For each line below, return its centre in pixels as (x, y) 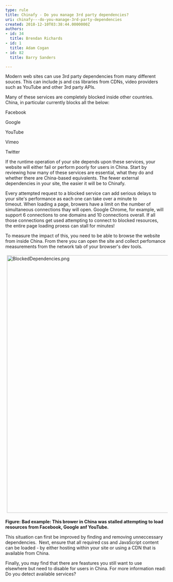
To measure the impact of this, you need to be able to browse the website (83, 236)
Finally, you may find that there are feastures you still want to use (74, 563)
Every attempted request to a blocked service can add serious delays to (81, 193)
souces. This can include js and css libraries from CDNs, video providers (82, 82)
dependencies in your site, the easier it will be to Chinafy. (66, 184)
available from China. (28, 553)
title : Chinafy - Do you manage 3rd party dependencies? (67, 15)
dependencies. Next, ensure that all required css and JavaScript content (82, 542)
